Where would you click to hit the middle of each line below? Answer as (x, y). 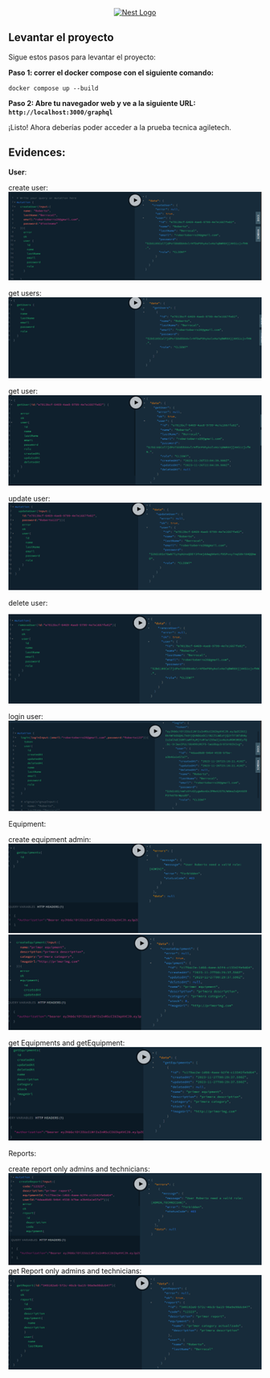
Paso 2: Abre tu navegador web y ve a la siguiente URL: (102, 103)
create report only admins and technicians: (79, 1168)
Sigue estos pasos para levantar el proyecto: (82, 57)
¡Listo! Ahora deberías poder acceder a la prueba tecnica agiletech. (120, 127)
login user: (26, 717)
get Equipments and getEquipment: (67, 1043)
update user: (29, 498)
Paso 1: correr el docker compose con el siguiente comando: (111, 72)
